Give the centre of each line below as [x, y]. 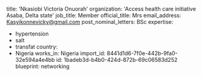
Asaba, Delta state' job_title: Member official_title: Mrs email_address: [94, 15]
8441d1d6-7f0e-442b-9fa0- [142, 53]
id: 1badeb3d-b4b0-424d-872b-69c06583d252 [117, 60]
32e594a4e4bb [35, 60]
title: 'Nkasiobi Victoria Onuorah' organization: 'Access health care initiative [101, 9]
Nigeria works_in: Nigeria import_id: [60, 53]
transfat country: [36, 47]
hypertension [32, 34]
